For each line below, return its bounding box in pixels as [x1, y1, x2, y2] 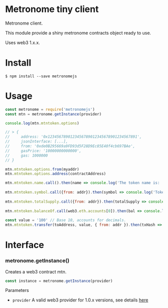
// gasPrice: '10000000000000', [5, 148, 81, 153]
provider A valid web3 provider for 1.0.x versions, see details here [12, 297, 148, 303]
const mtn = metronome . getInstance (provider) [5, 111, 101, 116]
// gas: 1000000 [5, 153, 48, 158]
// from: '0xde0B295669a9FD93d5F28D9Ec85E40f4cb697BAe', [5, 144, 135, 149]
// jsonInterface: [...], [5, 139, 68, 144]
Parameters [5, 287, 29, 293]
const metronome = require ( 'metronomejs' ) [5, 107, 95, 112]
